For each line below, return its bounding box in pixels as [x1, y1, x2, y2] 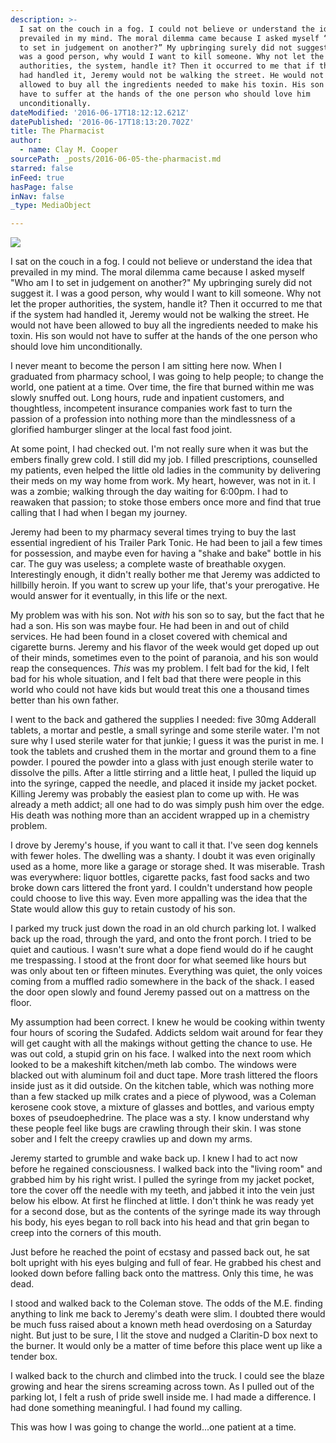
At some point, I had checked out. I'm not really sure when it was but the [10, 443, 309, 455]
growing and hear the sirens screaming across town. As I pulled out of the [10, 1381, 315, 1393]
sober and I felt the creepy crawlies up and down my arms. [10, 1133, 253, 1145]
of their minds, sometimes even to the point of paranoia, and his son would [10, 652, 319, 664]
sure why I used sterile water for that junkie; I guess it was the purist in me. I [10, 735, 324, 747]
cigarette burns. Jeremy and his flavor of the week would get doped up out [10, 641, 320, 653]
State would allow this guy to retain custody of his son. [10, 903, 236, 915]
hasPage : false [10, 182, 74, 192]
